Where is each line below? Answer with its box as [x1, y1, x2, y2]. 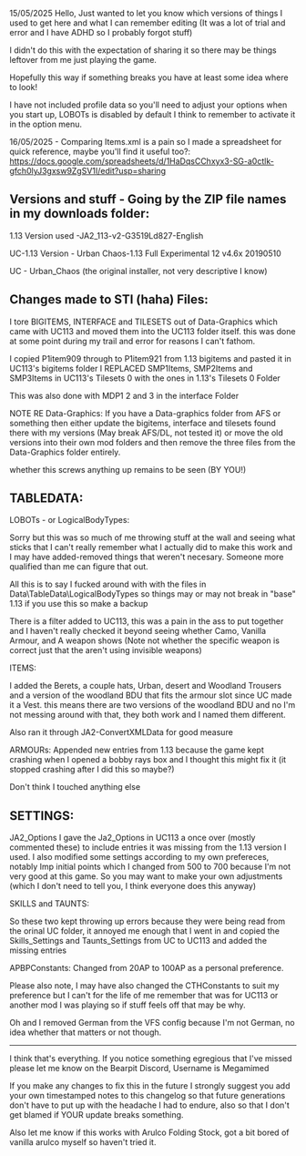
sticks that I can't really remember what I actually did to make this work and [9, 542, 293, 553]
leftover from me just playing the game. [9, 55, 158, 65]
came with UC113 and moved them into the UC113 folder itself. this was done [9, 325, 296, 336]
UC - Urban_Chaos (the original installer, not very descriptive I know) [9, 265, 268, 276]
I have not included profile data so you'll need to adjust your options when [9, 99, 288, 110]
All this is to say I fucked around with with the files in [9, 578, 207, 590]
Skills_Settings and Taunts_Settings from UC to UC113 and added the [9, 936, 267, 946]
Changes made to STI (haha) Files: [9, 292, 209, 308]
